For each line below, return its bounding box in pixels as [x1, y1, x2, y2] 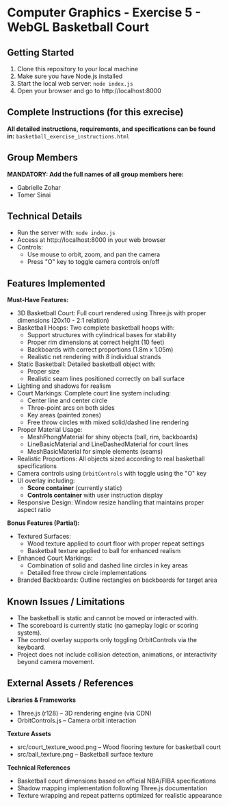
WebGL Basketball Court [7, 19, 150, 35]
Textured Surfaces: [16, 533, 72, 541]
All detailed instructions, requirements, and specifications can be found [7, 125, 216, 133]
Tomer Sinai [16, 191, 51, 199]
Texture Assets [7, 729, 51, 737]
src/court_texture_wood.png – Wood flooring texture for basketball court [16, 742, 221, 751]
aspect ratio [16, 506, 51, 514]
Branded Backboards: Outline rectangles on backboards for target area [16, 576, 217, 584]
